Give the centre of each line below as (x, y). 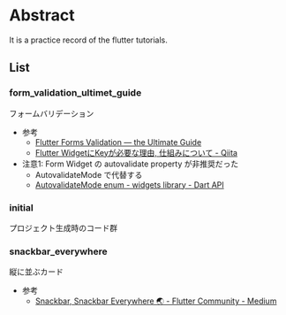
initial (21, 207)
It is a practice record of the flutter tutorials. (88, 40)
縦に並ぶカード (36, 272)
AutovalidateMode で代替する (89, 174)
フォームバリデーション (52, 113)
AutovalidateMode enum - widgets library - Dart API (130, 184)
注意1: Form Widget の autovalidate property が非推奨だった (130, 164)
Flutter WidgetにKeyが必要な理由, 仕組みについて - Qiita (136, 152)
